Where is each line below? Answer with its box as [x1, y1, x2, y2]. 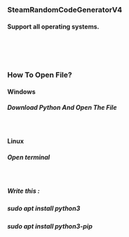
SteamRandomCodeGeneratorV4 [7, 5, 123, 15]
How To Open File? [7, 70, 72, 80]
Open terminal [7, 152, 50, 161]
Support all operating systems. [7, 22, 100, 31]
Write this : [7, 187, 40, 195]
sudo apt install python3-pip [7, 222, 93, 230]
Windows [7, 87, 36, 96]
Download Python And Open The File [7, 103, 117, 112]
